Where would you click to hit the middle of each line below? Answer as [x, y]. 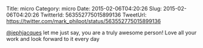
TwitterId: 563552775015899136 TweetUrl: [93, 15]
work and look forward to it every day [53, 39]
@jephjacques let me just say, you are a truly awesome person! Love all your [101, 33]
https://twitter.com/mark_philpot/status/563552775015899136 [84, 21]
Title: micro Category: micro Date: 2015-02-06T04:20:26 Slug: [84, 9]
